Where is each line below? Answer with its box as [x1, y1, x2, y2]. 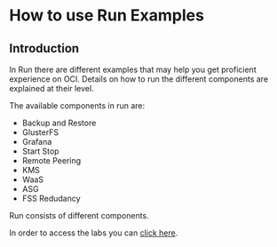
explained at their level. [9, 84, 95, 93]
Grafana [21, 137, 52, 147]
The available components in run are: [9, 100, 145, 111]
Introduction [9, 41, 80, 56]
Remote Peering [21, 155, 82, 165]
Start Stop [21, 146, 59, 156]
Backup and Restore [21, 117, 97, 128]
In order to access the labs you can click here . [9, 227, 178, 238]
